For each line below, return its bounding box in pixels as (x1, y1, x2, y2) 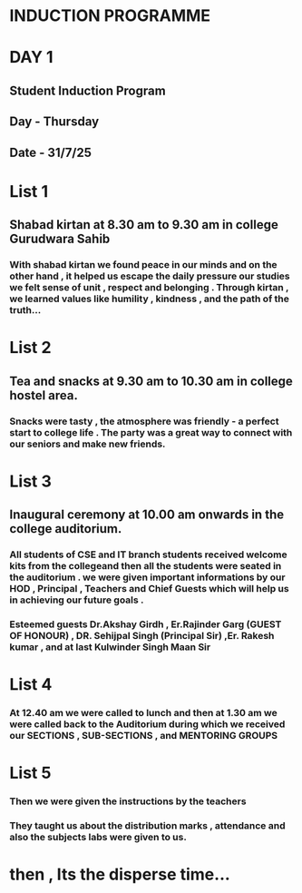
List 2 (9, 338, 52, 358)
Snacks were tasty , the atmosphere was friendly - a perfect (9, 415, 279, 427)
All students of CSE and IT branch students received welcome (9, 548, 287, 561)
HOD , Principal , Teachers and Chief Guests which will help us (9, 583, 289, 595)
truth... (9, 304, 42, 317)
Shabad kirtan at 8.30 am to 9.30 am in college (9, 217, 278, 232)
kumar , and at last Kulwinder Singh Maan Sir (9, 641, 211, 653)
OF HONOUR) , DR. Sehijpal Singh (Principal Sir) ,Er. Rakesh (9, 629, 275, 642)
